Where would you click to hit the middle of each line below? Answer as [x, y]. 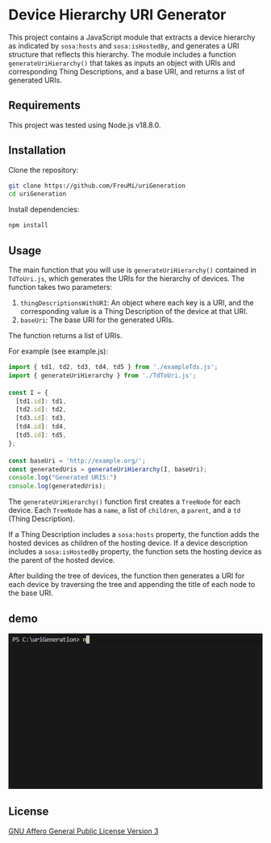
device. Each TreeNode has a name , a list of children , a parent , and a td [125, 510]
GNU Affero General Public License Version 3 [83, 831]
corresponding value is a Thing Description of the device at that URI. [134, 311]
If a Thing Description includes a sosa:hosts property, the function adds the [134, 535]
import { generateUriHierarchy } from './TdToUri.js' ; [102, 375]
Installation [37, 151]
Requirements [44, 105]
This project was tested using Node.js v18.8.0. [85, 125]
